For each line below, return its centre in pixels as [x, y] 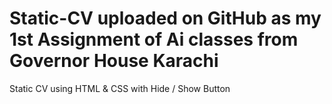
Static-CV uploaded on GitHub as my [165, 18]
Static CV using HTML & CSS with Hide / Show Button [120, 88]
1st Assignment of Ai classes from [154, 39]
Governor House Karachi [114, 61]
